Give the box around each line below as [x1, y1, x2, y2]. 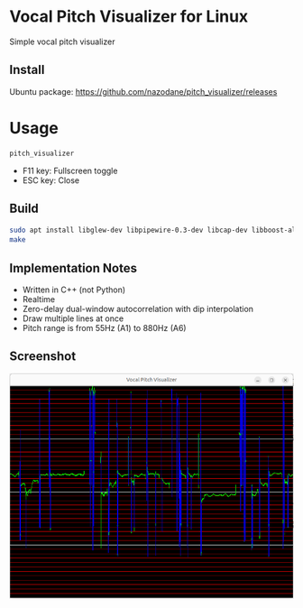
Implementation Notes [9, 260, 138, 276]
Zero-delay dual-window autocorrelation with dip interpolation [22, 303, 254, 314]
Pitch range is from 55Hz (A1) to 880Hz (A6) [22, 322, 187, 333]
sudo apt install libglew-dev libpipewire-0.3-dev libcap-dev [9, 226, 248, 235]
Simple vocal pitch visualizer [9, 36, 115, 47]
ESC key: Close [22, 174, 80, 186]
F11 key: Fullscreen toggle [22, 165, 118, 176]
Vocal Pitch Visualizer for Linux [9, 6, 249, 27]
